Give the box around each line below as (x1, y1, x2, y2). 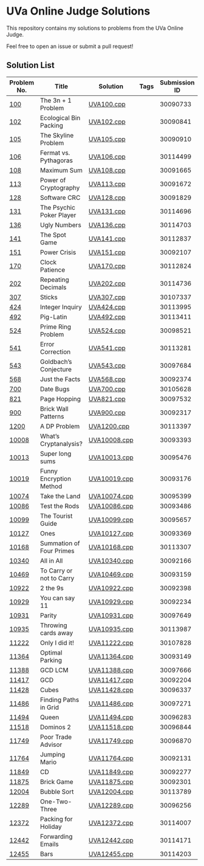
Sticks (39, 293, 58, 301)
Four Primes (39, 546, 75, 555)
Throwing (39, 621, 68, 630)
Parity (39, 611, 57, 619)
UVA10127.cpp (88, 529, 134, 537)
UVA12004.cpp (88, 787, 134, 796)
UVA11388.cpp (88, 665, 134, 674)
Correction (39, 348, 71, 356)
